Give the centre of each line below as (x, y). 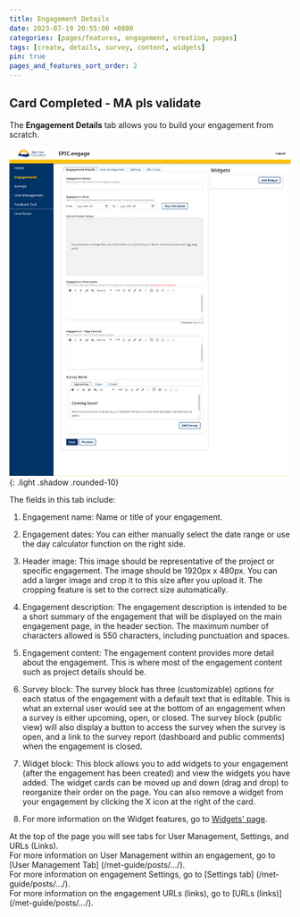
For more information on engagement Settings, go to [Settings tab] (132, 875)
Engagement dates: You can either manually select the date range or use (156, 535)
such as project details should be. (84, 672)
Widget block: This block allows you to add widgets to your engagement (155, 764)
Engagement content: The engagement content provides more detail (148, 653)
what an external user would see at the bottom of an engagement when (154, 709)
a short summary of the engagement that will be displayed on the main (152, 616)
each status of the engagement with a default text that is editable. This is (156, 699)
